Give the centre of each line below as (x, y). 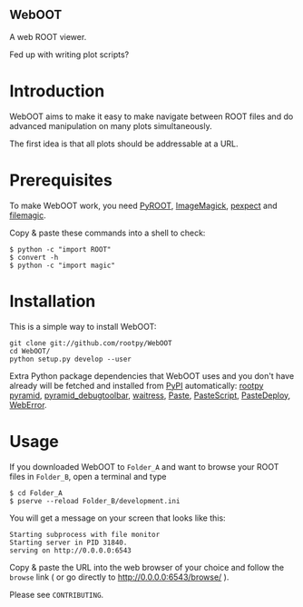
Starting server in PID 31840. (68, 542)
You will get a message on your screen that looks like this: (117, 518)
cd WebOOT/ (30, 351)
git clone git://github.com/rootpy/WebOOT (91, 343)
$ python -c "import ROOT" (60, 249)
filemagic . (28, 215)
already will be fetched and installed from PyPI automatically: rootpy (137, 385)
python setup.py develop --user (70, 359)
